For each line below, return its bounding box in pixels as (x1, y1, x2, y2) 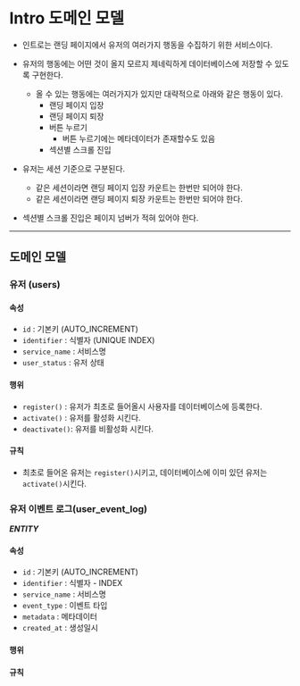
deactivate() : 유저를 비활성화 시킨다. (21, 423, 154, 434)
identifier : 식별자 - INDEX (21, 578, 123, 589)
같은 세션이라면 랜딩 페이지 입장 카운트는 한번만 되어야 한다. (35, 182, 244, 193)
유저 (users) (9, 279, 61, 291)
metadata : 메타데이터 (21, 611, 98, 622)
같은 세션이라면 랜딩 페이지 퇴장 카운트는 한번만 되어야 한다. (35, 193, 244, 204)
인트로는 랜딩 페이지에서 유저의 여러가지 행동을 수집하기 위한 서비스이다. (21, 39, 273, 50)
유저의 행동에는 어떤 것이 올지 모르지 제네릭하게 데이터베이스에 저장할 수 (21, 58, 273, 69)
